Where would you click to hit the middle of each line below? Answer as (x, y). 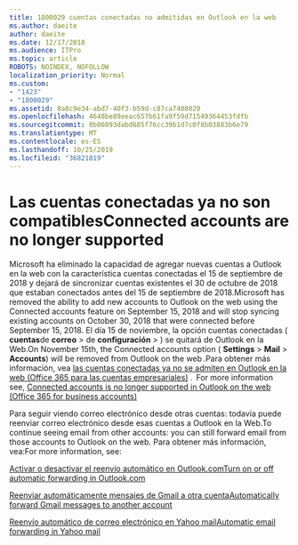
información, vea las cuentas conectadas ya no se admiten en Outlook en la (148, 368)
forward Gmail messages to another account (91, 505)
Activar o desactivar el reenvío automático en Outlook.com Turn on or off (141, 469)
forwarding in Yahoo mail (55, 532)
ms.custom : (29, 84)
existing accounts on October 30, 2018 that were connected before (132, 321)
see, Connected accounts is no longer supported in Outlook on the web (140, 387)
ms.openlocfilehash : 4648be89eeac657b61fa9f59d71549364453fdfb (129, 116)
